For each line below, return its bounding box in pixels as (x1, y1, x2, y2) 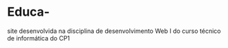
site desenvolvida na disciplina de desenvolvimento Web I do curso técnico (7, 27, 221, 35)
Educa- (7, 4, 50, 20)
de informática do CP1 (7, 34, 70, 42)
